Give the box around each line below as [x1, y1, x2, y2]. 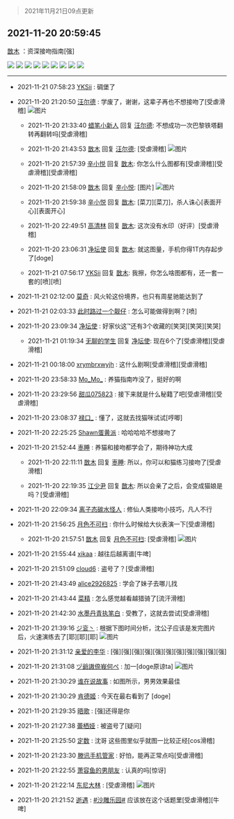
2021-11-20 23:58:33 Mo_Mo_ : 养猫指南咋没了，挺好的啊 [17, 375, 182, 383]
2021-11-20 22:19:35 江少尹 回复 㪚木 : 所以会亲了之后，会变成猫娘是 [27, 481, 223, 489]
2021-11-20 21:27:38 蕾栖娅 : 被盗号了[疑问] [17, 721, 142, 730]
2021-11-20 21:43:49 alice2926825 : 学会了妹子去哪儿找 [17, 579, 178, 587]
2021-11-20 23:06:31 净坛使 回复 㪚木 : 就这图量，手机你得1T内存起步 [27, 244, 224, 253]
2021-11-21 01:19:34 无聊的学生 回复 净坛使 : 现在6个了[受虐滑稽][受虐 [27, 337, 225, 345]
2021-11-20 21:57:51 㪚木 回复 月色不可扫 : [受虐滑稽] [27, 534, 177, 543]
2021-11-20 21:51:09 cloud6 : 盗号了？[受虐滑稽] [17, 564, 155, 573]
